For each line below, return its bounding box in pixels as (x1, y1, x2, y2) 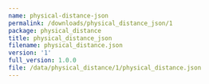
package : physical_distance (8, 26, 102, 34)
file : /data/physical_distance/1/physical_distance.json (8, 64, 202, 72)
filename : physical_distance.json (8, 42, 124, 50)
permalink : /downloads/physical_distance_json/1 (8, 19, 173, 27)
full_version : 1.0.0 (8, 57, 77, 65)
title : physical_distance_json (8, 34, 112, 42)
